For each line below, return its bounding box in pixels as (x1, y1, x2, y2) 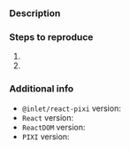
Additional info (9, 82, 74, 95)
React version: (21, 112, 74, 122)
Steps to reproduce (9, 30, 94, 43)
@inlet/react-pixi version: (21, 103, 121, 114)
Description (9, 7, 61, 20)
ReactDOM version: (21, 122, 86, 132)
